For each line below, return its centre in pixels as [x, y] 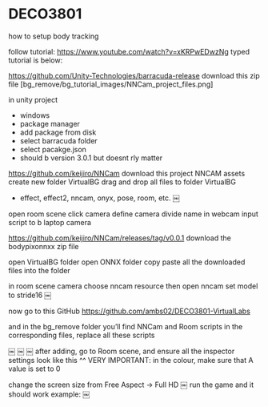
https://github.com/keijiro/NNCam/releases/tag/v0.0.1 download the [120, 238]
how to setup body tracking [54, 36]
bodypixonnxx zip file [44, 246]
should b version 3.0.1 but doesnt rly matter [91, 158]
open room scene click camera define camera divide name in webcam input [133, 214]
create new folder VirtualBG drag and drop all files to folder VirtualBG [122, 182]
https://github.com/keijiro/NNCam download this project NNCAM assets [127, 173]
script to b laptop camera [50, 222]
